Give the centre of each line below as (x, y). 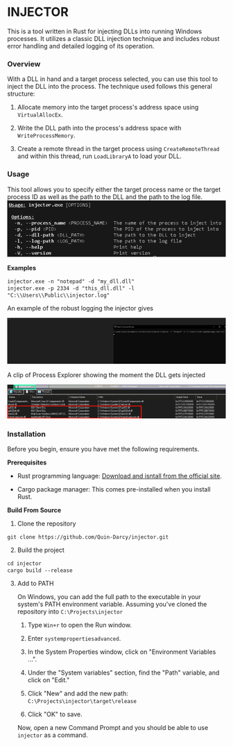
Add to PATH (35, 583)
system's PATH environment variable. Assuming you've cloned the (112, 604)
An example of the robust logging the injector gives (80, 308)
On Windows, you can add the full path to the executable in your (109, 596)
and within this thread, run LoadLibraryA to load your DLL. (100, 156)
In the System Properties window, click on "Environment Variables (122, 652)
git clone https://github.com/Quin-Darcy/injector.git (88, 537)
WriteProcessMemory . (46, 135)
